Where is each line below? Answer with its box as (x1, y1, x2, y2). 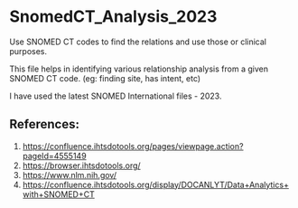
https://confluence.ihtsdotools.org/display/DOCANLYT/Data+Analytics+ (22, 179, 289, 190)
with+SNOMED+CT (22, 188, 95, 200)
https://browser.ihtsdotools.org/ (22, 160, 142, 171)
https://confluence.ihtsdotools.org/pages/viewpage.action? (22, 140, 244, 151)
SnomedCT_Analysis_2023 (9, 6, 218, 27)
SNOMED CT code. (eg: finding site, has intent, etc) (9, 72, 201, 83)
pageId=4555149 (22, 150, 88, 161)
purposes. (9, 45, 48, 56)
